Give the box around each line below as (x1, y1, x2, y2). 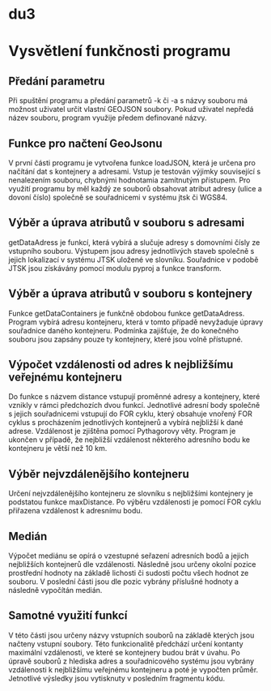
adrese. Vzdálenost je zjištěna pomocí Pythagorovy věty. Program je (8, 427, 236, 436)
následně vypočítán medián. (8, 586, 103, 595)
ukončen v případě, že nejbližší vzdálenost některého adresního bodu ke (8, 435, 251, 444)
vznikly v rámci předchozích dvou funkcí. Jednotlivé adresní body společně (8, 401, 260, 410)
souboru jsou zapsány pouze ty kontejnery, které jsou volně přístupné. (8, 334, 243, 344)
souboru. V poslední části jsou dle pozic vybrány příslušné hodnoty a (8, 577, 239, 586)
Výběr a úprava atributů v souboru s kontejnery (8, 287, 253, 301)
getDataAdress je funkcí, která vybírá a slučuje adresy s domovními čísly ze (8, 237, 260, 247)
